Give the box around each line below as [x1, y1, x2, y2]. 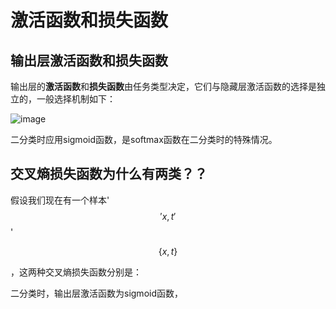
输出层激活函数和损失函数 [10, 52, 168, 69]
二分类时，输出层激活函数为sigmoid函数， [10, 287, 183, 299]
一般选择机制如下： [36, 93, 116, 105]
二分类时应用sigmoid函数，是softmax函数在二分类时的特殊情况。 [10, 134, 278, 145]
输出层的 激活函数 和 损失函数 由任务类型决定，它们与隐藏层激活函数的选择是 [10, 81, 317, 92]
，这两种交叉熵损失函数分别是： [10, 266, 142, 278]
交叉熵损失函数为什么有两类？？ [10, 166, 208, 183]
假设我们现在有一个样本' [10, 194, 110, 206]
